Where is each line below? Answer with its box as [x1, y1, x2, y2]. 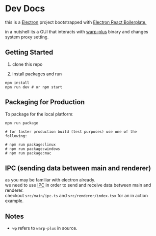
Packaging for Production [5, 98, 85, 106]
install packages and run [12, 71, 62, 77]
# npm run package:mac [5, 150, 52, 155]
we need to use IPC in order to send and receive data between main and [5, 182, 151, 188]
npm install [5, 80, 29, 85]
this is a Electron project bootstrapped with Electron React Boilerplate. [5, 19, 147, 25]
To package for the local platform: [5, 111, 74, 117]
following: [5, 133, 27, 138]
